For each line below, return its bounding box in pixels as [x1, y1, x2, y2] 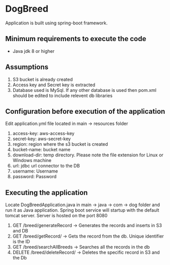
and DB [12, 228, 28, 234]
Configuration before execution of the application [5, 107, 165, 116]
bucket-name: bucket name [12, 147, 71, 153]
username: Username [12, 168, 58, 174]
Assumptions [5, 63, 49, 72]
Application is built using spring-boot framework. [5, 20, 108, 26]
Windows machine [12, 157, 52, 163]
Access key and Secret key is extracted [12, 82, 95, 88]
